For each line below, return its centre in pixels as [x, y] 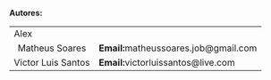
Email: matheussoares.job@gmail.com [178, 48]
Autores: [26, 13]
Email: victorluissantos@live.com [167, 63]
